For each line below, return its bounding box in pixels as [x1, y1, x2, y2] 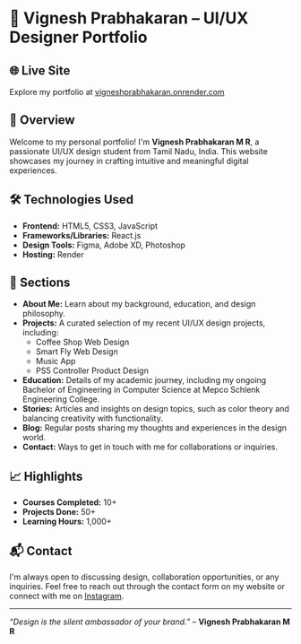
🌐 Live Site [9, 63, 71, 78]
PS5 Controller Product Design [35, 365, 150, 376]
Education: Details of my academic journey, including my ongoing [21, 375, 267, 386]
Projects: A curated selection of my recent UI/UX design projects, [21, 318, 266, 328]
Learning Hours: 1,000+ [21, 516, 112, 527]
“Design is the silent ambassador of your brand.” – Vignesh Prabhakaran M [9, 616, 290, 627]
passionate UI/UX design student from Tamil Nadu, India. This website [9, 145, 269, 156]
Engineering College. [21, 394, 100, 405]
